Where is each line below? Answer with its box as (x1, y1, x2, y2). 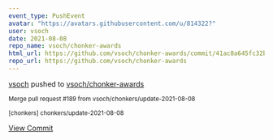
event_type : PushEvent (8, 11, 85, 20)
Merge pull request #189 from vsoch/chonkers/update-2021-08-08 (8, 95, 196, 103)
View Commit (8, 123, 54, 133)
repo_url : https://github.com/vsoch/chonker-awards (8, 57, 187, 66)
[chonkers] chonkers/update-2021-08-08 (8, 108, 124, 117)
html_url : (8, 49, 42, 57)
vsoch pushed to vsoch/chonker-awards (8, 78, 145, 89)
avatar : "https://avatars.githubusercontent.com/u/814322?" (8, 19, 217, 28)
